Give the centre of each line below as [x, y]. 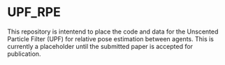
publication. [24, 54]
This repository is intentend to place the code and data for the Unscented [113, 31]
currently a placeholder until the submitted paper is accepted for [100, 46]
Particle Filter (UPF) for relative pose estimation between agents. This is [111, 38]
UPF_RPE [34, 12]
